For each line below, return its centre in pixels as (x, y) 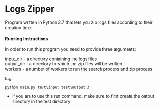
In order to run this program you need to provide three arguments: (71, 49)
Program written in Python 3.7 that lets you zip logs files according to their (79, 22)
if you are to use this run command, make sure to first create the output (83, 96)
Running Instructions (27, 39)
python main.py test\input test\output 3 (47, 87)
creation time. (19, 27)
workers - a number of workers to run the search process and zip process (79, 69)
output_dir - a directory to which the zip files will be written (64, 64)
